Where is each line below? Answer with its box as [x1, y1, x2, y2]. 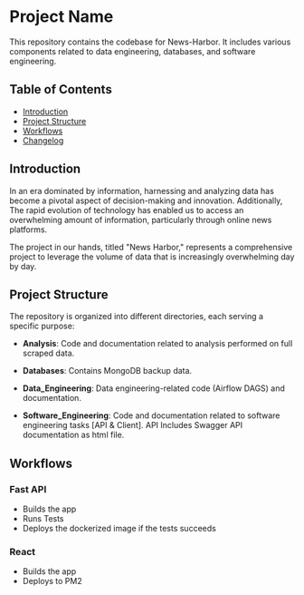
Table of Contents [9, 82, 113, 97]
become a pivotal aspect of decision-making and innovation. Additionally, [9, 195, 283, 206]
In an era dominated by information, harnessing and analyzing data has [9, 185, 274, 196]
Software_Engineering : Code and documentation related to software [22, 410, 280, 421]
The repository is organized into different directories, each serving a [9, 311, 264, 322]
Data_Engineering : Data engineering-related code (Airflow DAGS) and [22, 383, 285, 394]
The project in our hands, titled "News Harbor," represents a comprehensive [9, 241, 293, 252]
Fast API [9, 483, 47, 495]
